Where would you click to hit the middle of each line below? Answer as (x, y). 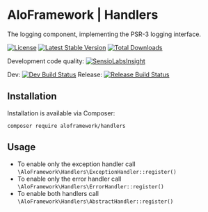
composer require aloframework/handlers (67, 126)
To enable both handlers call (58, 193)
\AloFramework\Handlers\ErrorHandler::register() (91, 187)
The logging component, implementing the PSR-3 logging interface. (104, 34)
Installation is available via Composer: (61, 113)
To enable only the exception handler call (76, 164)
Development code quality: (46, 61)
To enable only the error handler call (69, 179)
